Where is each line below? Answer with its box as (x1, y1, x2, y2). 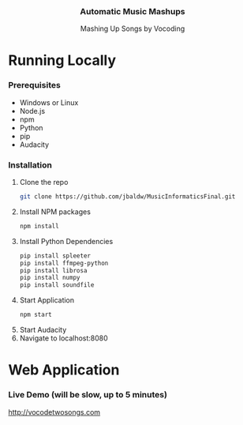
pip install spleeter (19, 251, 91, 260)
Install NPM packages (19, 207, 91, 216)
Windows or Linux (19, 97, 79, 107)
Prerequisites (8, 80, 61, 91)
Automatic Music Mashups (80, 6, 185, 17)
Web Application (8, 361, 120, 379)
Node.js (19, 106, 46, 115)
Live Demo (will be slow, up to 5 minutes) (8, 389, 168, 401)
